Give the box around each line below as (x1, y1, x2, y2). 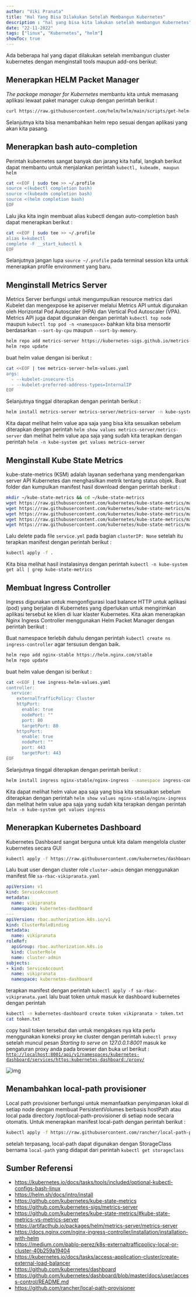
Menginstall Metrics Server (6, 280, 107, 290)
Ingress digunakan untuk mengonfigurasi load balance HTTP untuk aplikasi (6, 598, 187, 605)
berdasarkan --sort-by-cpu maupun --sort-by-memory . (6, 327, 138, 334)
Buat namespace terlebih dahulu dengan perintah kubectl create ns (6, 634, 171, 641)
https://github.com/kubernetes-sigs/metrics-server (14, 1204, 138, 1211)
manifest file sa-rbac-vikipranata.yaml (6, 872, 100, 880)
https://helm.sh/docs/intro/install (14, 1191, 93, 1198)
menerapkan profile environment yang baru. (6, 263, 112, 270)
